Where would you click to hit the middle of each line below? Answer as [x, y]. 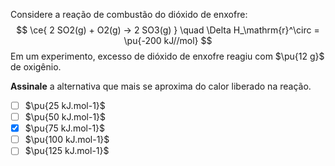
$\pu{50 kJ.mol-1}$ [65, 117]
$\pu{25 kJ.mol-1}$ [65, 105]
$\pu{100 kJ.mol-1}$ [67, 140]
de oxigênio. [36, 67]
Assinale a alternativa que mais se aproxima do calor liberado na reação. [161, 86]
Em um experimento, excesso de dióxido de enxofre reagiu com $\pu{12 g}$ [167, 56]
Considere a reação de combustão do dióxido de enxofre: [129, 14]
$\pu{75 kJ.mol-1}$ [65, 128]
